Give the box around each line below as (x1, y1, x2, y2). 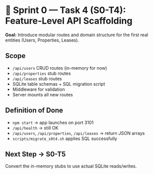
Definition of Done (5, 106, 63, 115)
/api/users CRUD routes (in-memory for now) (12, 65, 107, 71)
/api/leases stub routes (12, 75, 62, 82)
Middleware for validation (12, 86, 65, 92)
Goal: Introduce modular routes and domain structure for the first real (5, 32, 148, 38)
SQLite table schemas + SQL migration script (12, 81, 105, 87)
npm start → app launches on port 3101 (12, 119, 94, 125)
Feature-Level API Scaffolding (5, 15, 132, 27)
